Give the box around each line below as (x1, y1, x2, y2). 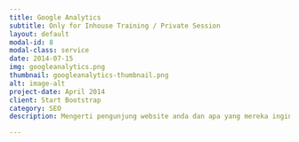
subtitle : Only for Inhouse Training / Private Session (9, 21, 221, 30)
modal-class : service (9, 46, 90, 55)
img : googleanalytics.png (9, 63, 105, 72)
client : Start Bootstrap (9, 95, 101, 105)
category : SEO (9, 104, 62, 113)
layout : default (9, 29, 69, 38)
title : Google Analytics (9, 12, 101, 22)
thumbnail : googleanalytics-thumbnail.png (9, 71, 169, 80)
